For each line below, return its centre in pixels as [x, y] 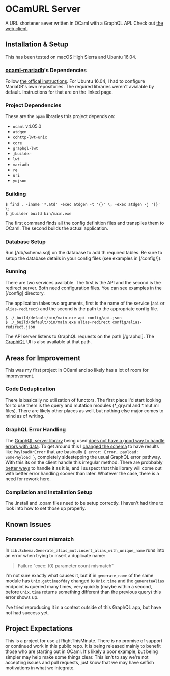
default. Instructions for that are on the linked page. [59, 92]
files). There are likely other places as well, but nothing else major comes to [84, 411]
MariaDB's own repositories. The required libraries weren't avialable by [80, 87]
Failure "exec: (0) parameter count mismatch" [66, 566]
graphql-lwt [25, 149]
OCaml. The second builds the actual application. [57, 228]
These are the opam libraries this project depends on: [60, 116]
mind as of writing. [25, 416]
